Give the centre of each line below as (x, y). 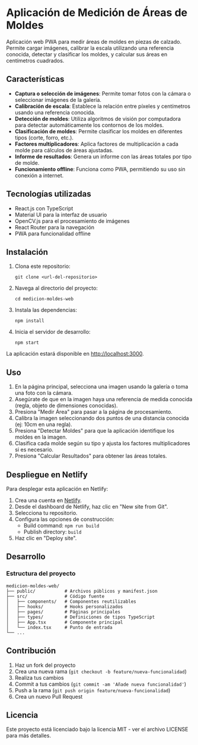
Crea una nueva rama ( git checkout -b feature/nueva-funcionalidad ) (100, 671)
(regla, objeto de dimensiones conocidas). (66, 405)
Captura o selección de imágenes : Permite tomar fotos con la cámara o (103, 93)
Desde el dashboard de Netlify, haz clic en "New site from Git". (91, 506)
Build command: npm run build (61, 525)
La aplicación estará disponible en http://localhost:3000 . (75, 354)
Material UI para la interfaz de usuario (61, 215)
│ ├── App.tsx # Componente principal (65, 622)
